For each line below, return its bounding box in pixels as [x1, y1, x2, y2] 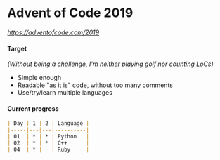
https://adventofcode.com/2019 [7, 28, 100, 36]
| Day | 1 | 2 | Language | [7, 120, 90, 127]
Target [7, 44, 27, 53]
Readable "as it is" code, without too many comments [17, 81, 174, 89]
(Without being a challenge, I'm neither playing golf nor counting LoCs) [7, 60, 214, 68]
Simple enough [17, 74, 62, 82]
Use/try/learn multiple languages [17, 88, 112, 97]
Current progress [7, 104, 59, 113]
